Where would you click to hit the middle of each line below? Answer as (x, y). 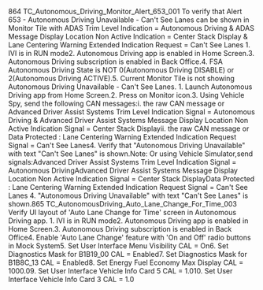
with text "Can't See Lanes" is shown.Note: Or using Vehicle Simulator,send (131, 154)
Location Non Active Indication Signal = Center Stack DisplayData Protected (131, 179)
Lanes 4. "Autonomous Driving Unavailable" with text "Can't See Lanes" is (128, 195)
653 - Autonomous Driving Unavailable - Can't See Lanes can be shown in (129, 20)
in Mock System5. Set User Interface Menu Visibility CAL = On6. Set (119, 246)
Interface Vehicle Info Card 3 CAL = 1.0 (71, 279)
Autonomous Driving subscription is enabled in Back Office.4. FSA (115, 61)
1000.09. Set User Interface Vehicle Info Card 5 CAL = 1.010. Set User (120, 271)
